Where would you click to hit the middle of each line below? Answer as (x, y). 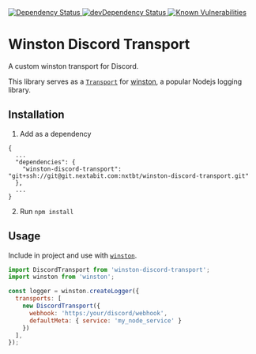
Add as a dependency (55, 134)
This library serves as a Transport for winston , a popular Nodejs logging (125, 81)
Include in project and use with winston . (73, 255)
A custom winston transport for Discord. (73, 66)
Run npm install (47, 211)
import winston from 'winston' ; (61, 277)
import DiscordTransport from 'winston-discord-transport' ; (109, 269)
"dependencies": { (46, 162)
